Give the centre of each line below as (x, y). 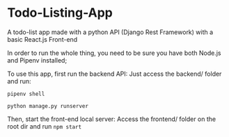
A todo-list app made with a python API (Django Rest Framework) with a (110, 32)
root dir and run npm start (45, 126)
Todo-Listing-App (60, 13)
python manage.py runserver (48, 106)
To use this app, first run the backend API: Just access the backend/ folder (114, 74)
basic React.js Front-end (42, 39)
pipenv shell (26, 94)
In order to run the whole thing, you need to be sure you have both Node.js (114, 53)
